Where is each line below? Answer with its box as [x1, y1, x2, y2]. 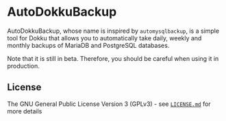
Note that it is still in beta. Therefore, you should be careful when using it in [7, 54, 219, 62]
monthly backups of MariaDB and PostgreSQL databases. [7, 41, 170, 49]
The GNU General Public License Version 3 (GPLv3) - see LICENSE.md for [7, 100, 211, 108]
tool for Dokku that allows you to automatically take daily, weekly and [7, 33, 202, 42]
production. [7, 62, 40, 70]
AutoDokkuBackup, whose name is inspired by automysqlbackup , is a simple [7, 27, 220, 35]
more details [7, 107, 42, 115]
